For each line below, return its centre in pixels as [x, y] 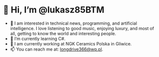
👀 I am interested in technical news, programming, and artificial [73, 23]
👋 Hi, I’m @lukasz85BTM [54, 10]
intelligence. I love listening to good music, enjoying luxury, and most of [82, 28]
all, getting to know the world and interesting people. [63, 33]
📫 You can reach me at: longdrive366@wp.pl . [57, 49]
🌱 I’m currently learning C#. [38, 39]
